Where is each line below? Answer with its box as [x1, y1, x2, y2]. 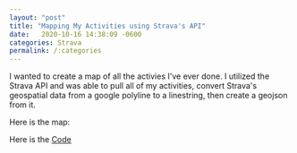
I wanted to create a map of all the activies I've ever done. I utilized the [9, 71, 270, 81]
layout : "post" [9, 13, 66, 22]
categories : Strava [9, 38, 82, 47]
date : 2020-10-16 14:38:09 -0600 [9, 30, 142, 38]
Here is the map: [9, 117, 71, 128]
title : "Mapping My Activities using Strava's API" [9, 21, 206, 30]
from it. [9, 99, 36, 110]
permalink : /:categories [9, 47, 102, 55]
